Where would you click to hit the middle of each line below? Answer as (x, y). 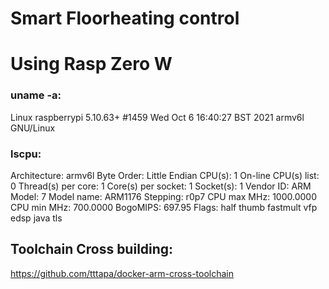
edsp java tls (36, 218)
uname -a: (36, 95)
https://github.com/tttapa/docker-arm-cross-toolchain (122, 273)
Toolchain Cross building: (92, 249)
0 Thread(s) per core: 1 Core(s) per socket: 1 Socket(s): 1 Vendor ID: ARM (161, 186)
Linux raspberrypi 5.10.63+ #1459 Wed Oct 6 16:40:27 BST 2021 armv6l (157, 117)
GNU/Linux (33, 128)
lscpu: (26, 154)
